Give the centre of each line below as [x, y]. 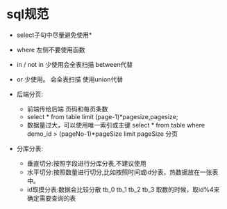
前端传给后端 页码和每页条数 [67, 109]
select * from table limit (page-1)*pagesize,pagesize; [102, 116]
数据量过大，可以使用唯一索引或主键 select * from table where [116, 125]
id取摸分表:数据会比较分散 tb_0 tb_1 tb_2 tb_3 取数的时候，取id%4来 [123, 189]
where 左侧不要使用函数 [51, 49]
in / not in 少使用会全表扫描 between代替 [75, 64]
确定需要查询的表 [51, 198]
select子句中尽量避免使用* [54, 35]
